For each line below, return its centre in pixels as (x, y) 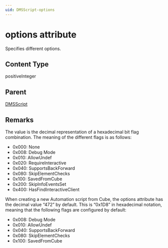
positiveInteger (21, 76)
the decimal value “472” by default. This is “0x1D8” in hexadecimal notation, (83, 204)
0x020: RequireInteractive (39, 163)
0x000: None (26, 147)
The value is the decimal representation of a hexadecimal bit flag (72, 132)
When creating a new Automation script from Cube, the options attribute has (84, 199)
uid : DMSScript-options (30, 10)
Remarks (20, 120)
